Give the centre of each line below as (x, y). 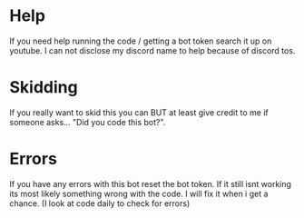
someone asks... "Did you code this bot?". (88, 122)
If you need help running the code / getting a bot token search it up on (141, 41)
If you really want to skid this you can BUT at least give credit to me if (139, 112)
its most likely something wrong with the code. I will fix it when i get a (139, 193)
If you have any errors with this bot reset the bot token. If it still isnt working (151, 183)
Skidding (44, 88)
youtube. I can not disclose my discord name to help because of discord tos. (152, 50)
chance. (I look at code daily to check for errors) (100, 203)
